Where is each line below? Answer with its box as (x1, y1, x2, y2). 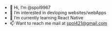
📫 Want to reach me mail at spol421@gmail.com (9, 20, 108, 26)
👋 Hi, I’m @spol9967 (9, 5, 51, 10)
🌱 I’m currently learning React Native (9, 15, 84, 20)
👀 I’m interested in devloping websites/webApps (9, 10, 107, 15)
